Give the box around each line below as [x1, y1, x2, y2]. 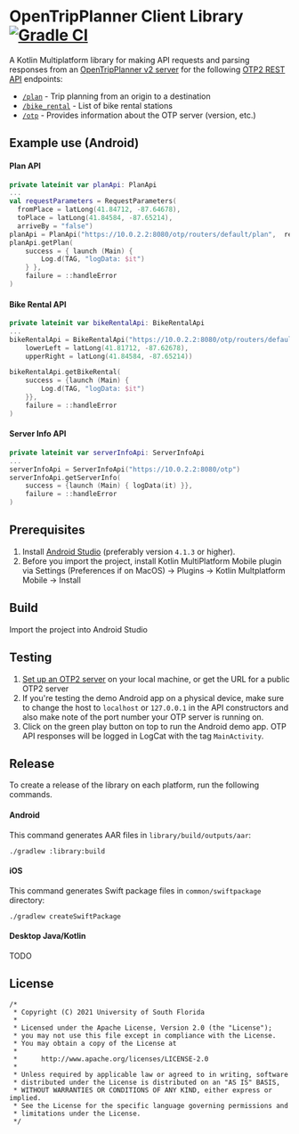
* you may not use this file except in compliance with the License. [12, 1031, 277, 1040]
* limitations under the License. [12, 1109, 141, 1118]
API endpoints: [9, 73, 63, 84]
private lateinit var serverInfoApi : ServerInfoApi [9, 448, 205, 457]
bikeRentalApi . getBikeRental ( [9, 368, 122, 377]
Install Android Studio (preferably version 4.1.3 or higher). [21, 546, 236, 557]
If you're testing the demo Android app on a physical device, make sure [21, 692, 285, 703]
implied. [9, 1093, 42, 1102]
